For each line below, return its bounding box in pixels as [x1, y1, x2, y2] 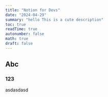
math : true [5, 36, 29, 42]
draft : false [5, 41, 33, 46]
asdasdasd [5, 87, 29, 93]
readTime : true [5, 27, 38, 32]
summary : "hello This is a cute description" [5, 17, 103, 22]
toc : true [5, 22, 26, 27]
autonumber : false [5, 31, 44, 36]
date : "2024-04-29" [5, 12, 47, 17]
